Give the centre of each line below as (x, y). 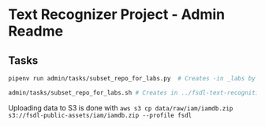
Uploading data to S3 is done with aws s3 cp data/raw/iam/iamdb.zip (121, 107)
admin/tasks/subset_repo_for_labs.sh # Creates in (93, 92)
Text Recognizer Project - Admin (117, 15)
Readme (36, 31)
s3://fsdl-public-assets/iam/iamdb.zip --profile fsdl (100, 115)
